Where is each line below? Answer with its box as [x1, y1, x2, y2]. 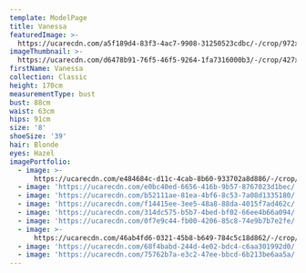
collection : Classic [9, 73, 88, 82]
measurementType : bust [9, 89, 96, 98]
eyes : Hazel [9, 148, 55, 157]
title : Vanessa [9, 22, 67, 31]
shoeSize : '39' [9, 132, 67, 141]
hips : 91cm [9, 115, 51, 124]
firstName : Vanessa [9, 65, 84, 74]
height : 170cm [9, 81, 64, 90]
